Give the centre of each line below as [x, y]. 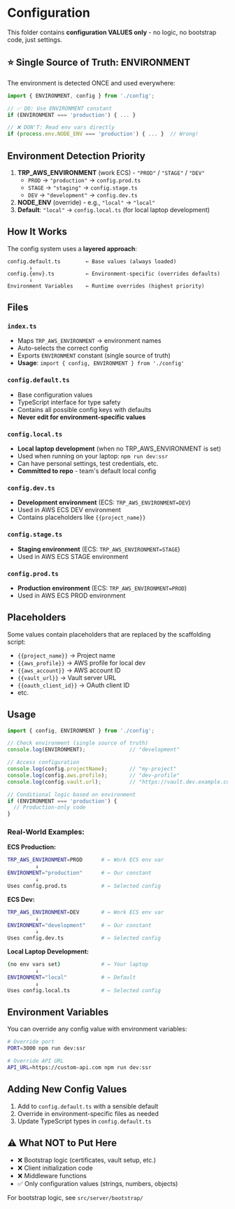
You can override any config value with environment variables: [97, 1029]
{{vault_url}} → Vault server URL [67, 677]
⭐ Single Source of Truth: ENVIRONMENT [99, 63]
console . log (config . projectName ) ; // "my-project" [92, 769]
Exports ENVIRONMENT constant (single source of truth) [94, 355]
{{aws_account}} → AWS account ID [69, 670]
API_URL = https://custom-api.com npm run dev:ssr [79, 1068]
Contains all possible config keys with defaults [84, 409]
